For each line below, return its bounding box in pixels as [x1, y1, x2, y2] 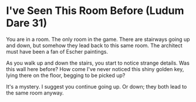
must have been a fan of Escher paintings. [6, 48, 109, 55]
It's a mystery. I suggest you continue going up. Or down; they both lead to [6, 83, 187, 90]
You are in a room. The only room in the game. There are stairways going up [6, 36, 190, 43]
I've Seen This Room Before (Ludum [6, 4, 184, 17]
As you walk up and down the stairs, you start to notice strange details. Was [6, 59, 190, 66]
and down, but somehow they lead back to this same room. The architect [6, 42, 183, 49]
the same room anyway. [6, 89, 64, 96]
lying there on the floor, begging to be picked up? [6, 72, 126, 79]
